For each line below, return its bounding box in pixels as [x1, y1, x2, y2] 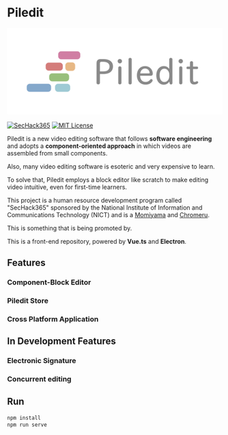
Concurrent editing [7, 375, 72, 384]
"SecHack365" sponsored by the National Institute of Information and [7, 203, 203, 212]
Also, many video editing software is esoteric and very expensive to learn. [7, 162, 215, 171]
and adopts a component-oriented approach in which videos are [7, 142, 192, 150]
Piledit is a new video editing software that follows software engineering [7, 134, 212, 142]
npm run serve [7, 421, 48, 428]
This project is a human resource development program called [7, 196, 182, 204]
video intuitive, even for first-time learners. [7, 183, 128, 191]
